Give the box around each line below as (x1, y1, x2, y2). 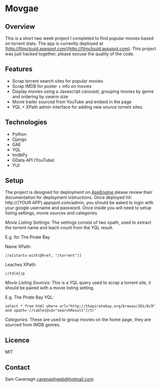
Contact (5, 363, 30, 371)
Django (12, 136, 27, 142)
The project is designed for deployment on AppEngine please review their (5, 189, 153, 195)
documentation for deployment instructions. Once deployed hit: (5, 194, 132, 200)
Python (12, 131, 27, 137)
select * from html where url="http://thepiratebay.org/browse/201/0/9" (5, 304, 156, 309)
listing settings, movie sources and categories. (5, 210, 99, 216)
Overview (5, 22, 36, 31)
